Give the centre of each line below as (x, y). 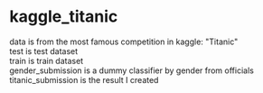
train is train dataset (47, 60)
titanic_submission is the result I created (84, 79)
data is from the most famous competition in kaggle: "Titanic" (124, 42)
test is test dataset (44, 51)
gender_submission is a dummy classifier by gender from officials (132, 70)
